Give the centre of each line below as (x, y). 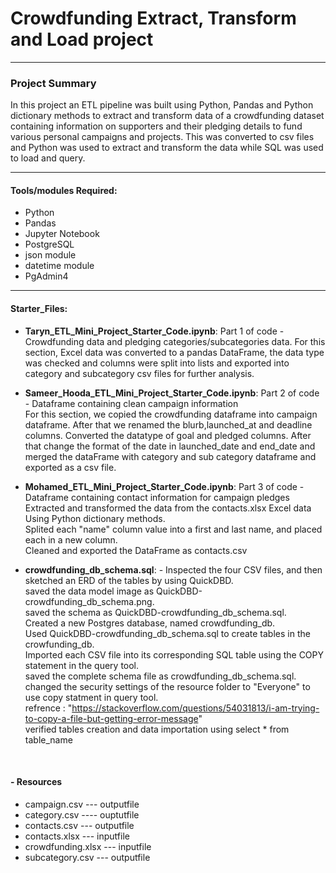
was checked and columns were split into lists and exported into (157, 363)
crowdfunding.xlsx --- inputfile (88, 846)
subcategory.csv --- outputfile (87, 857)
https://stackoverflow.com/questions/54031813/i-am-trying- (195, 708)
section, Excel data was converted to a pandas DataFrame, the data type (174, 352)
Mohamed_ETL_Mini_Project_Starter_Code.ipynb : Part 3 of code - (164, 486)
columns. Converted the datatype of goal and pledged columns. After (168, 435)
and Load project (82, 39)
